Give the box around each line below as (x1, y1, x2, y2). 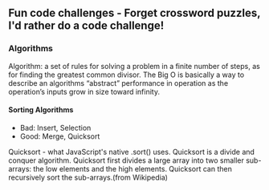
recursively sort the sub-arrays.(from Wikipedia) (8, 172, 169, 182)
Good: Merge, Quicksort (19, 131, 100, 141)
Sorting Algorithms (8, 105, 74, 115)
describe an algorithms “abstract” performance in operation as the (8, 78, 229, 87)
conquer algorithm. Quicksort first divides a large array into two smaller (8, 156, 245, 165)
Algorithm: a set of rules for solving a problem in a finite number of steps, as (8, 61, 261, 71)
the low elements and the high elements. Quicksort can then (33, 164, 233, 173)
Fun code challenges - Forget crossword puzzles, (8, 6, 261, 20)
